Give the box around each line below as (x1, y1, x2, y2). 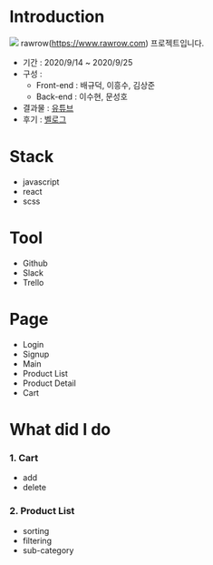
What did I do (9, 419, 111, 439)
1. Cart (9, 451, 39, 464)
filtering (22, 535, 53, 546)
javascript (22, 176, 60, 187)
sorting (22, 525, 50, 536)
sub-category (22, 544, 74, 556)
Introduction (9, 6, 105, 27)
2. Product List (9, 505, 75, 518)
